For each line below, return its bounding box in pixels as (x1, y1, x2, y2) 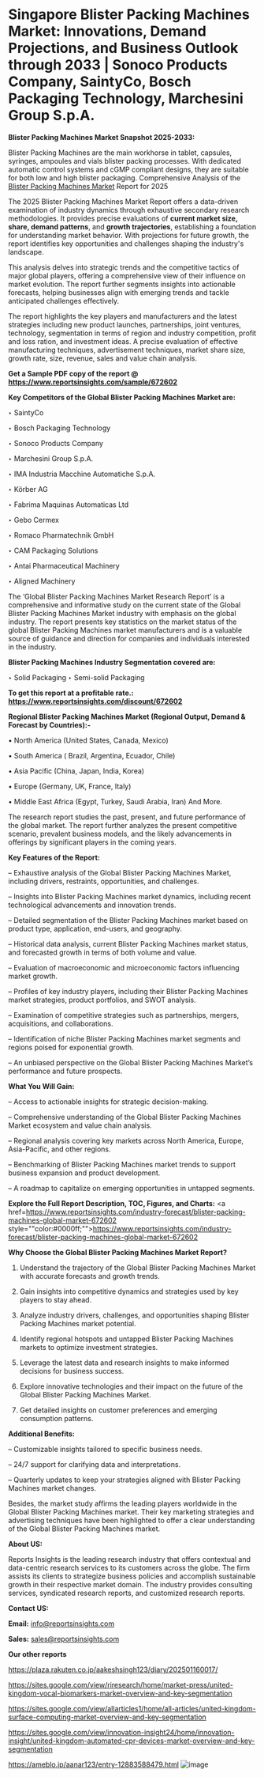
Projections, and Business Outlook (8, 40, 239, 57)
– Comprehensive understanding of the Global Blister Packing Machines (8, 1112, 242, 1121)
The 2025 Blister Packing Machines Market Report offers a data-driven (8, 196, 239, 206)
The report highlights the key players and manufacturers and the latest (8, 311, 237, 321)
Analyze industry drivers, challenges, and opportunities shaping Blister (19, 1310, 250, 1320)
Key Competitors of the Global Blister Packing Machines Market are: (8, 392, 236, 402)
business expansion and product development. (8, 1168, 161, 1178)
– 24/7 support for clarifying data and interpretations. (8, 1459, 181, 1469)
